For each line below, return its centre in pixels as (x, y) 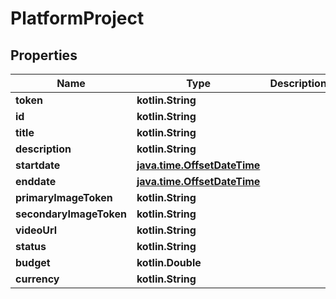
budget (33, 262)
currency (37, 279)
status (31, 246)
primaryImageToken (64, 197)
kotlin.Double (169, 262)
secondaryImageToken (71, 214)
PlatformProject (77, 18)
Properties (44, 55)
